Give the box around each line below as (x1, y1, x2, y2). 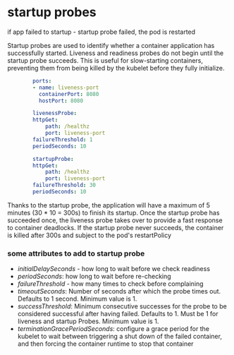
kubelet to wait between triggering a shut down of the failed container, (17, 332, 222, 341)
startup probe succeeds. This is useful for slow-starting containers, (7, 56, 203, 64)
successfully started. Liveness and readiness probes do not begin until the (7, 49, 224, 57)
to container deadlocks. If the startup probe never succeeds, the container (7, 223, 224, 231)
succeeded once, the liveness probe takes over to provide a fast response (7, 216, 223, 224)
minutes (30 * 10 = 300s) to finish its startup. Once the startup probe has (7, 208, 220, 217)
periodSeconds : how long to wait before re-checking (17, 272, 171, 281)
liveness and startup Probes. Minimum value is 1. (17, 317, 159, 325)
